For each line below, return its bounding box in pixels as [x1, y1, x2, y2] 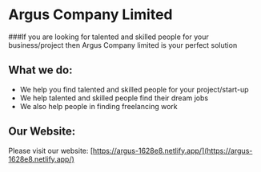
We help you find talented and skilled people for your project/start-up [19, 84, 250, 94]
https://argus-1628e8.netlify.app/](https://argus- [92, 146, 253, 155]
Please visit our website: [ [8, 146, 94, 155]
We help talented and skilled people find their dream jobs [19, 93, 209, 103]
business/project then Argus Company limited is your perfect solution [8, 40, 238, 49]
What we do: [8, 64, 73, 77]
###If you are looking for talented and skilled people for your [8, 32, 210, 41]
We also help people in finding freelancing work [19, 101, 178, 111]
